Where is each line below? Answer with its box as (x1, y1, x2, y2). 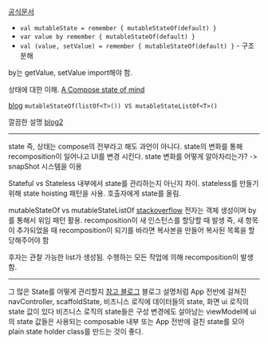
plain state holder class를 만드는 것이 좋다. (8, 326, 144, 336)
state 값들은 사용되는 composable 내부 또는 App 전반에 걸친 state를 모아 (16, 317, 245, 326)
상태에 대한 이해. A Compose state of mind (8, 85, 145, 94)
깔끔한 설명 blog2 (8, 117, 64, 126)
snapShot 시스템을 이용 (8, 162, 82, 171)
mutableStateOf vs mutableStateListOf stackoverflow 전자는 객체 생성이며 (8, 206, 247, 215)
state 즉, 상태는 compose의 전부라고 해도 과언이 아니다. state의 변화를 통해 (8, 142, 243, 151)
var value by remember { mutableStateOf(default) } (19, 33, 195, 41)
